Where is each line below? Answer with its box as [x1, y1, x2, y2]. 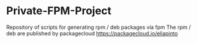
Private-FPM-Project [6, 4, 112, 18]
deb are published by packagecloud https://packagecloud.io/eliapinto [6, 29, 178, 37]
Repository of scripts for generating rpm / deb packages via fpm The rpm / [6, 24, 191, 31]
